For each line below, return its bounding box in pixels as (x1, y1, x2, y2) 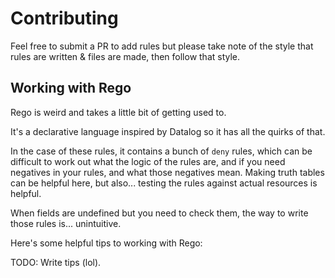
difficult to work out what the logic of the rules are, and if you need (10, 155, 286, 167)
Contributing (10, 7, 119, 30)
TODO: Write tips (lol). (10, 256, 102, 268)
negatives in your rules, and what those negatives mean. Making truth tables (10, 166, 325, 178)
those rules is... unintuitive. (10, 217, 122, 229)
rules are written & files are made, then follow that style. (10, 50, 241, 62)
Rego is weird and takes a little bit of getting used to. (10, 106, 227, 118)
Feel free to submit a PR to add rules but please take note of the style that (10, 40, 314, 52)
